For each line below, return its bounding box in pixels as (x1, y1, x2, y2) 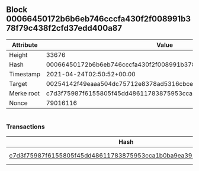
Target (9, 79, 28, 88)
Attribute (11, 41, 38, 49)
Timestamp (9, 70, 41, 78)
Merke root (9, 89, 40, 97)
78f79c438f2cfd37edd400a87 (6, 23, 123, 33)
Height (9, 50, 28, 59)
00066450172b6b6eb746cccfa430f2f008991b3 (6, 14, 191, 24)
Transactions (6, 122, 46, 131)
